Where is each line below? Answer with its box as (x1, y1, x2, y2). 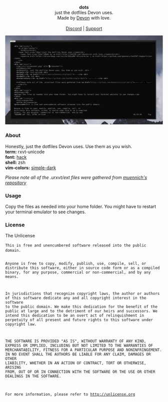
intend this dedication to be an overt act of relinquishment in (5, 313, 144, 318)
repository (5, 180, 26, 186)
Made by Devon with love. (57, 15, 111, 21)
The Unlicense (5, 233, 35, 239)
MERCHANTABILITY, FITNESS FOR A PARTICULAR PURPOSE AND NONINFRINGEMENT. (5, 347, 162, 352)
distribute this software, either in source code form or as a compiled (5, 265, 160, 271)
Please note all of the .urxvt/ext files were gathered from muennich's (5, 174, 147, 180)
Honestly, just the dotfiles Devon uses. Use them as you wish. (5, 143, 132, 149)
